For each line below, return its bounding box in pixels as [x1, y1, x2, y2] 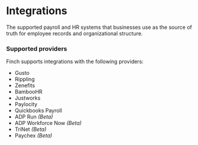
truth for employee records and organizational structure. [6, 29, 143, 37]
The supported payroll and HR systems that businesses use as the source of [6, 24, 192, 31]
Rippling [14, 75, 35, 83]
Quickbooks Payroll [14, 107, 62, 114]
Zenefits [14, 82, 35, 89]
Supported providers [6, 44, 67, 52]
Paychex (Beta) [14, 132, 53, 139]
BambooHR [14, 88, 43, 95]
